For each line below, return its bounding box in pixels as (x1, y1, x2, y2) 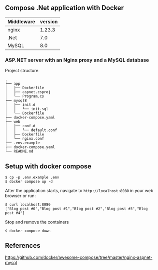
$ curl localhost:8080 (5, 202, 51, 207)
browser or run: (5, 193, 36, 198)
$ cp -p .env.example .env (5, 175, 59, 180)
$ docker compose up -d (5, 179, 53, 184)
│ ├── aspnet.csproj (5, 90, 51, 95)
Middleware (7, 18, 35, 25)
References (5, 241, 41, 250)
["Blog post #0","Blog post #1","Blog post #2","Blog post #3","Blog (5, 206, 148, 211)
